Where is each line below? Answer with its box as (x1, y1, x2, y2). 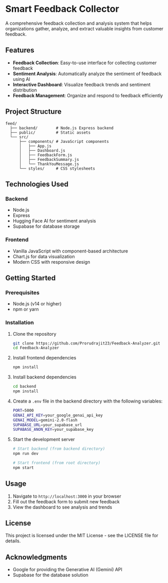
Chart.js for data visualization (12, 253, 76, 260)
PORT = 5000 (12, 408, 34, 413)
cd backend (12, 384, 36, 389)
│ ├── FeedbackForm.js (18, 152, 72, 157)
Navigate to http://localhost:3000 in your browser (12, 493, 122, 499)
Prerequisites (5, 289, 40, 296)
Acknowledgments (5, 553, 68, 561)
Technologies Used (5, 179, 68, 188)
